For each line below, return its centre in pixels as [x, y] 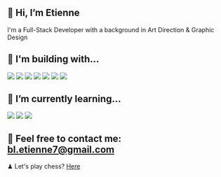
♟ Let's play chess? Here [44, 167]
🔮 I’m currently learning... [64, 99]
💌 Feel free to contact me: [64, 138]
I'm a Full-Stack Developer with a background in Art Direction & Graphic [111, 29]
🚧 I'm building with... [53, 59]
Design [18, 37]
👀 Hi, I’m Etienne [43, 13]
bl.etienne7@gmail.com [61, 149]
